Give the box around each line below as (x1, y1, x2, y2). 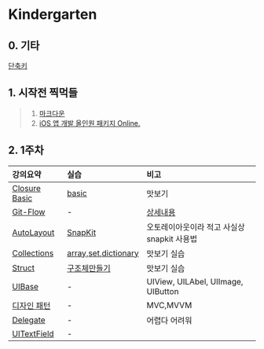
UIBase (12, 281, 39, 292)
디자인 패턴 (12, 300, 51, 311)
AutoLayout (12, 226, 55, 237)
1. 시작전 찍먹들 (8, 86, 79, 100)
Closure (12, 182, 42, 193)
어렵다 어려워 (146, 314, 192, 325)
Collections (12, 248, 54, 259)
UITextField (12, 328, 54, 339)
